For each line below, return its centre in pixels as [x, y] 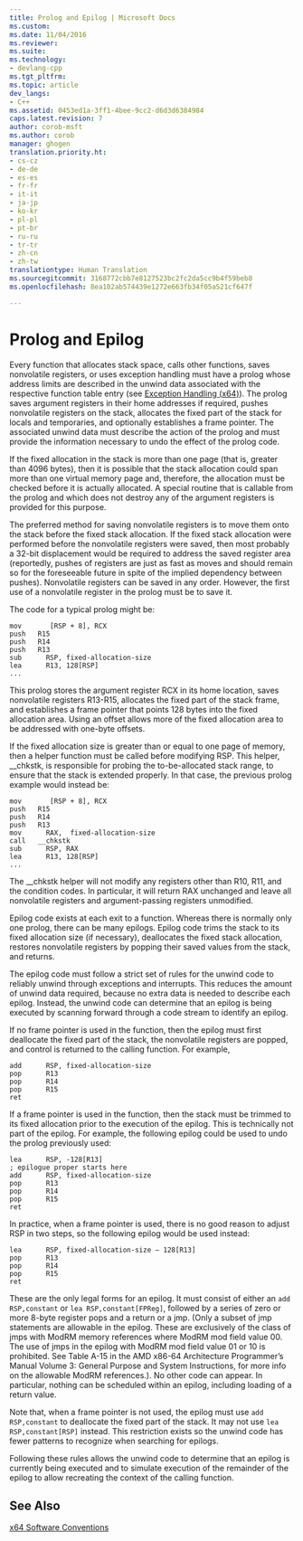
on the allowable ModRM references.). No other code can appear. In [136, 1375]
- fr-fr [24, 186]
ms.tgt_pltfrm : [38, 77]
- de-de [24, 169]
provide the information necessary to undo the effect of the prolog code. [145, 441]
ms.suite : [28, 52]
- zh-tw [24, 262]
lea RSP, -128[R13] [56, 1159]
